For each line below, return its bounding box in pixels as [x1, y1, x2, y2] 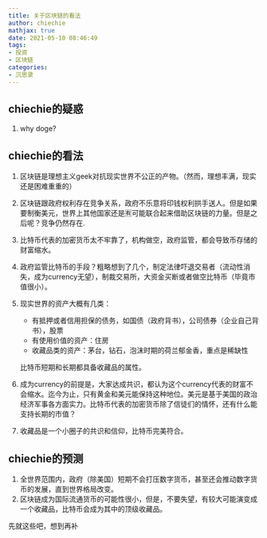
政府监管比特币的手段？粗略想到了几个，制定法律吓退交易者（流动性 [19, 262, 244, 271]
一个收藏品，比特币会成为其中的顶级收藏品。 [19, 505, 167, 514]
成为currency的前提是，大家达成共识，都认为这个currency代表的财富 [19, 380, 247, 389]
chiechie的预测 [8, 451, 84, 466]
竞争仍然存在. [41, 218, 85, 228]
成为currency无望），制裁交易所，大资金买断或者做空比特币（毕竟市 [33, 272, 256, 282]
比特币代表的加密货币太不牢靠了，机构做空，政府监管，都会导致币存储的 [19, 236, 257, 245]
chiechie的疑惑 [8, 103, 84, 116]
